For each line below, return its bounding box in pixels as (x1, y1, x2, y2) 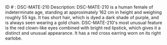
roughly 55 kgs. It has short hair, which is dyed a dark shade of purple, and (5, 15, 159, 20)
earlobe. (5, 35, 22, 41)
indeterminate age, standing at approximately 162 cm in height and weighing (5, 9, 162, 15)
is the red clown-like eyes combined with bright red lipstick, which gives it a (5, 25, 161, 31)
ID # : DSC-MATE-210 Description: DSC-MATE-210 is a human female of (5, 4, 154, 10)
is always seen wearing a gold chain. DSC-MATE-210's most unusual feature (5, 20, 163, 25)
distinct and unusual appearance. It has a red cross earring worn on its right (5, 30, 161, 36)
